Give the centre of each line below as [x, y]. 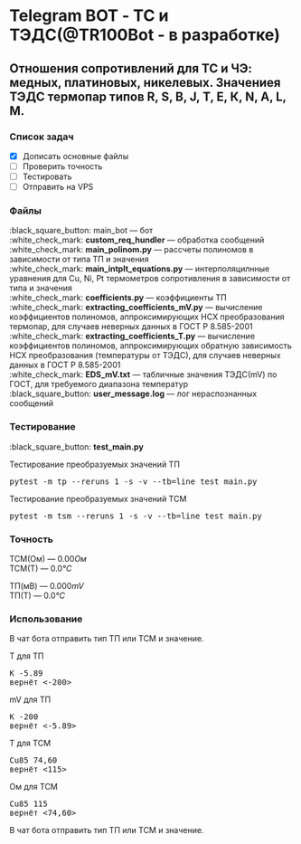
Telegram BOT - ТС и [89, 16]
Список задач [42, 137]
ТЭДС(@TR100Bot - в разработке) [145, 35]
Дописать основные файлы [75, 156]
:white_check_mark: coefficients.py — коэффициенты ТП [118, 298]
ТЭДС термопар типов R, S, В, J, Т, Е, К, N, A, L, [148, 96]
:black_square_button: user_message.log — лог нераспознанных [133, 394]
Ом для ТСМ [34, 787]
